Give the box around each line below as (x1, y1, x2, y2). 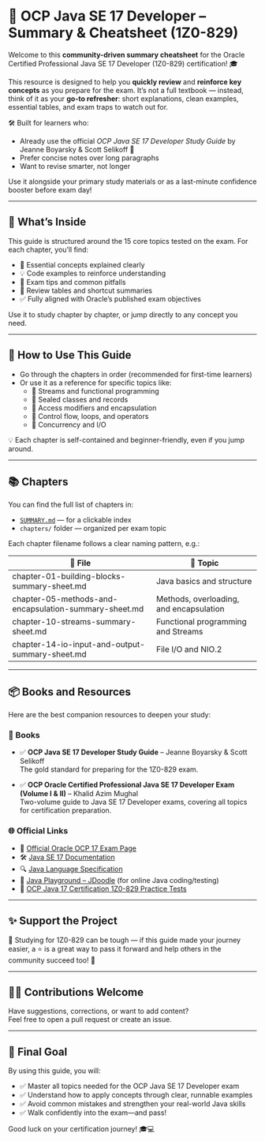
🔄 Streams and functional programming (31, 386, 159, 395)
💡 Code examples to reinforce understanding (19, 268, 166, 278)
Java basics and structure (156, 576, 252, 587)
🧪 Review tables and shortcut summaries (19, 286, 152, 295)
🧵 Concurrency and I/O (31, 420, 106, 429)
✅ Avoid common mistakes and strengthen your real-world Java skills (19, 1099, 246, 1109)
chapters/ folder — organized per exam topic (19, 524, 167, 533)
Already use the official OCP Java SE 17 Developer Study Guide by (19, 136, 236, 145)
